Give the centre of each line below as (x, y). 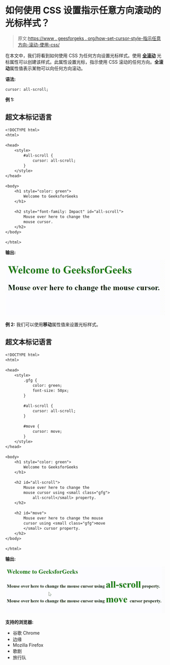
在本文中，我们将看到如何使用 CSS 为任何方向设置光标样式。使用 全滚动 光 (83, 55)
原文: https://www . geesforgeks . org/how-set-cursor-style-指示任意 (89, 38)
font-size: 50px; (51, 390)
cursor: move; (47, 431)
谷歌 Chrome (26, 633)
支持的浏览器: (20, 622)
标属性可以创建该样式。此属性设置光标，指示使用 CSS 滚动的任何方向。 (80, 62)
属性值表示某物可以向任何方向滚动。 (47, 68)
